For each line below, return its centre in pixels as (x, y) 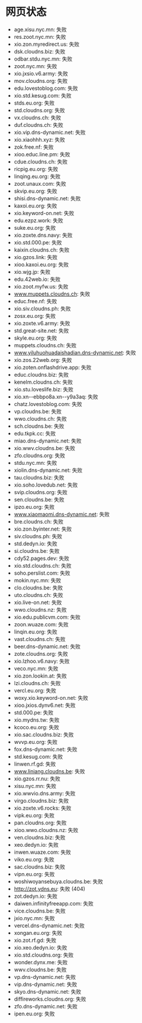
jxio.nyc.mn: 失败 (34, 918)
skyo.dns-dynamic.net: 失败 (47, 991)
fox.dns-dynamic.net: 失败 (46, 749)
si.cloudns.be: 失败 (37, 551)
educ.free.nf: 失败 (35, 301)
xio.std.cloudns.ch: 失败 (43, 565)
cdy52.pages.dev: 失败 (41, 558)
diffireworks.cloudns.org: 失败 (50, 999)
